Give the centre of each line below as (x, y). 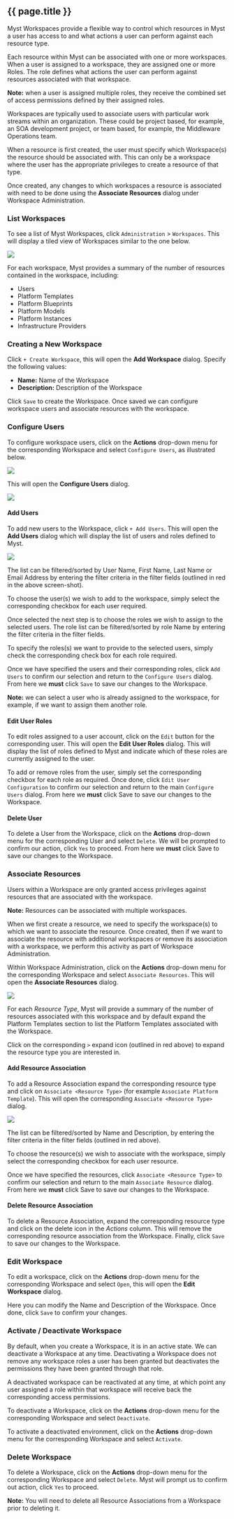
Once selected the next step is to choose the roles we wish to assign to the (115, 619)
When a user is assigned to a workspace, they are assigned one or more (111, 64)
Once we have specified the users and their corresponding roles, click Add (114, 668)
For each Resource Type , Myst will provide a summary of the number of (111, 1009)
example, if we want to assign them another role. (78, 705)
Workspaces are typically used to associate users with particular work (108, 113)
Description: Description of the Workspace (80, 388)
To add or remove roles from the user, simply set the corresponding (104, 772)
